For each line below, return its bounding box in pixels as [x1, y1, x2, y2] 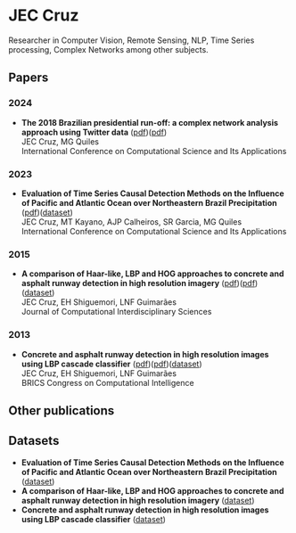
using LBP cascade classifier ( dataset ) [21, 513, 167, 524]
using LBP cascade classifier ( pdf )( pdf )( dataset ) [21, 358, 202, 369]
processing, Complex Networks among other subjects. [8, 44, 209, 54]
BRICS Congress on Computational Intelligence [21, 377, 194, 388]
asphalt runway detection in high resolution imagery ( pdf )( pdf [21, 278, 256, 289]
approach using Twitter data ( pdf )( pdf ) [21, 127, 168, 137]
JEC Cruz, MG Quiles [21, 135, 100, 147]
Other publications [8, 403, 115, 418]
